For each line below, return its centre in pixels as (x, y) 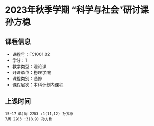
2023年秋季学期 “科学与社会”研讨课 (77, 10)
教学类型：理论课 (29, 66)
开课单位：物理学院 (31, 72)
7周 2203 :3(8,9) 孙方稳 (29, 119)
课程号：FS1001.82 (31, 54)
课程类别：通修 (27, 79)
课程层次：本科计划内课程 (38, 85)
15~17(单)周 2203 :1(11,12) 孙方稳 (39, 114)
